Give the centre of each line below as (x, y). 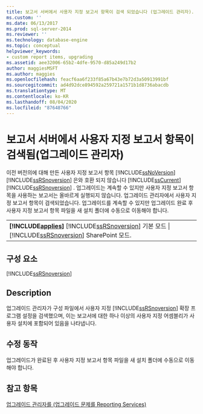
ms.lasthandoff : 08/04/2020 (42, 102)
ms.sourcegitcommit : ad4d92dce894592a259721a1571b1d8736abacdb (88, 85)
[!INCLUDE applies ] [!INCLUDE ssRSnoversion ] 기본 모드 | (90, 226)
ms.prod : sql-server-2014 (39, 29)
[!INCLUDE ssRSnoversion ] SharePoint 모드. (70, 235)
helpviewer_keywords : (34, 52)
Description (29, 292)
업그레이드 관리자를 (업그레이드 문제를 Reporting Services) (76, 404)
